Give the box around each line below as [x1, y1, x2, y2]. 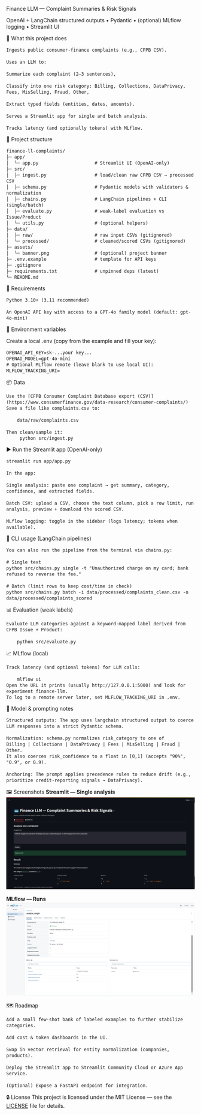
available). [6, 524, 36, 530]
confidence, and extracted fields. [6, 488, 95, 494]
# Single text [6, 559, 42, 565]
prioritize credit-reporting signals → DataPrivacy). [6, 777, 144, 783]
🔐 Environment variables [6, 326, 66, 333]
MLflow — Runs [6, 895, 46, 903]
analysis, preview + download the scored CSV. [6, 506, 124, 512]
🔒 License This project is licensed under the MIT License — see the [6, 1093, 172, 1101]
